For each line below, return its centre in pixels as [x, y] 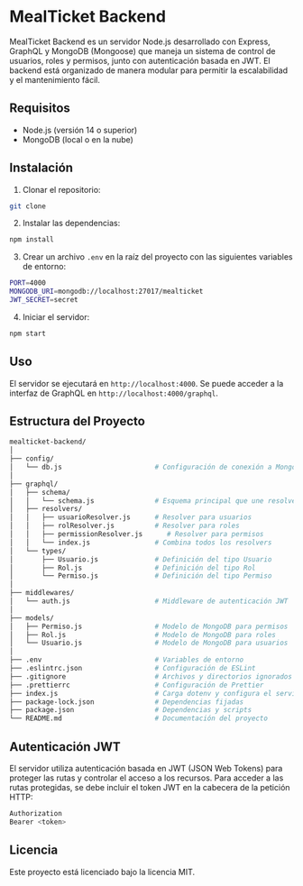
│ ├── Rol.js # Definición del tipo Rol [133, 568]
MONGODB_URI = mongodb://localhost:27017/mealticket [106, 292]
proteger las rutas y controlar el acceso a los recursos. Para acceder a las [147, 778]
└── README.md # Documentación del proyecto [139, 718]
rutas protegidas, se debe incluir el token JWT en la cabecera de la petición [150, 787]
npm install [32, 240]
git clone [28, 206]
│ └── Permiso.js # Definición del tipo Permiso [141, 576]
